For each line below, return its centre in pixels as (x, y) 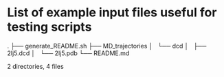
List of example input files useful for (112, 13)
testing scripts (49, 27)
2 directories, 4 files (35, 66)
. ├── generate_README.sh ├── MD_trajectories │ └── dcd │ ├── (107, 46)
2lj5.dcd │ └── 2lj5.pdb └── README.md (68, 53)
